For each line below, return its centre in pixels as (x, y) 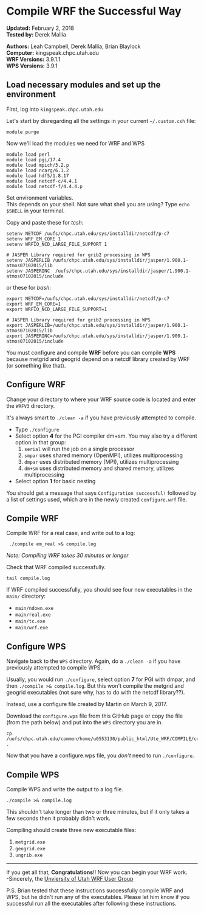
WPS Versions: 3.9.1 (32, 66)
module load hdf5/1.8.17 (38, 176)
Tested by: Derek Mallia (36, 34)
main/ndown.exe (34, 609)
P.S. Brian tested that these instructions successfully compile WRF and (95, 890)
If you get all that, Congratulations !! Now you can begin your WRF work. (97, 872)
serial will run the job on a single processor (79, 449)
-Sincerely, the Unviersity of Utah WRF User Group (70, 879)
